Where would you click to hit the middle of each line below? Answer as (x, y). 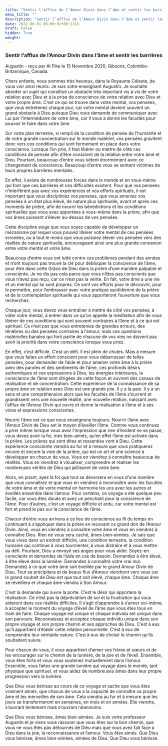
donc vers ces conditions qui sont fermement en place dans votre (73, 144)
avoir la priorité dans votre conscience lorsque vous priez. (65, 342)
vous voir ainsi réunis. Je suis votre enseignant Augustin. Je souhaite (76, 86)
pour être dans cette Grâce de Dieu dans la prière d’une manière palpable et (83, 268)
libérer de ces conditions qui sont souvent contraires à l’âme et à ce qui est (82, 321)
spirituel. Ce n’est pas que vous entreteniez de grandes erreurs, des (75, 326)
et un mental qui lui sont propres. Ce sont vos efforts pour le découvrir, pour (83, 284)
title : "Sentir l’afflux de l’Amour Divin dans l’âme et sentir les (78, 10)
